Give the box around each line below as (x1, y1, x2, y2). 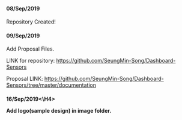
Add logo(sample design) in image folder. (6, 107, 112, 114)
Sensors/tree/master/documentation (6, 81, 96, 89)
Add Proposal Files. (6, 45, 55, 52)
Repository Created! (6, 18, 56, 25)
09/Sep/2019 (6, 32, 40, 39)
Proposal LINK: (6, 75, 43, 83)
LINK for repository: (6, 57, 55, 65)
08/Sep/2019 (6, 5, 40, 12)
